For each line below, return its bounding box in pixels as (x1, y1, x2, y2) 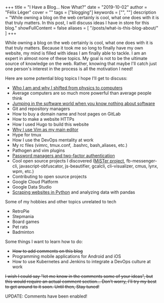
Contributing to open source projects (12, 174, 87, 179)
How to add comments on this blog (12, 248, 83, 254)
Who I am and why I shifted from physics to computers (12, 85, 123, 90)
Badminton (12, 229, 34, 235)
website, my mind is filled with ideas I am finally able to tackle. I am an (5, 50, 146, 56)
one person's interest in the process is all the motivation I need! (5, 66, 133, 72)
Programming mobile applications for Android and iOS (12, 253, 121, 259)
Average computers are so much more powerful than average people (12, 90, 152, 96)
